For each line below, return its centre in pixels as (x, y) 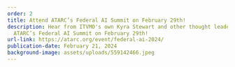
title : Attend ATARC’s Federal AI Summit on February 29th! (97, 20)
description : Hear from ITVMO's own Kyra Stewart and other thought (109, 27)
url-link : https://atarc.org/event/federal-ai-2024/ (86, 40)
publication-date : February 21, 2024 (62, 46)
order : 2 (20, 14)
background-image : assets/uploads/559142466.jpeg (81, 53)
